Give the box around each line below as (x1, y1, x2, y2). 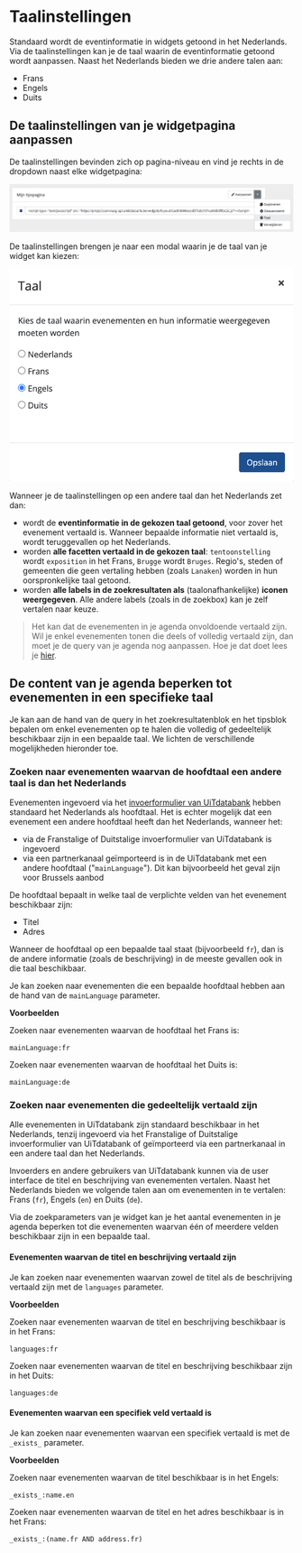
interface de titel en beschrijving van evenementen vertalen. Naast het (9, 1175, 270, 1186)
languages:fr (9, 1345, 59, 1354)
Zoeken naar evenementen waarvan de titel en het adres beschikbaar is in (9, 1506, 284, 1517)
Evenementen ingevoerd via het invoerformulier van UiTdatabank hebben (9, 797, 281, 809)
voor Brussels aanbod (22, 873, 105, 883)
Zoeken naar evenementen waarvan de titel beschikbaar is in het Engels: (9, 1472, 279, 1483)
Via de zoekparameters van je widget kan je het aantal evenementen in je (9, 1212, 281, 1223)
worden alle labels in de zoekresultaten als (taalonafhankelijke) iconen (22, 584, 288, 595)
